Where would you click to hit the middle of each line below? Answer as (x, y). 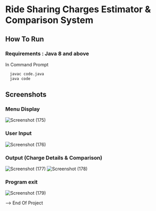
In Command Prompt (27, 64)
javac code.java (27, 74)
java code (20, 78)
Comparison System (49, 20)
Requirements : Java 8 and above (47, 54)
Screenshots (26, 95)
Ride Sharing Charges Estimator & (78, 9)
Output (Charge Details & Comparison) (54, 157)
